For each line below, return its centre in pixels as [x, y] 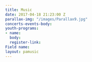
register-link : [25, 42]
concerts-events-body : [29, 24]
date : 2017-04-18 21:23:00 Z [35, 14]
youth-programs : [22, 28]
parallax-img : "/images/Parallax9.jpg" [46, 19]
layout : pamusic [22, 51]
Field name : [17, 47]
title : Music [19, 10]
